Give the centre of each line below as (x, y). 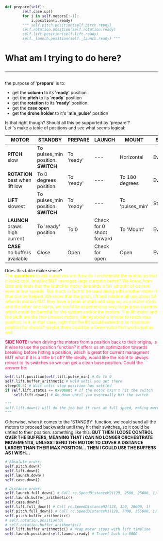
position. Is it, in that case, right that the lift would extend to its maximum (77, 322)
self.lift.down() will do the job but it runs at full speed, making (77, 408)
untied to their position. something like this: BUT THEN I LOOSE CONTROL (79, 432)
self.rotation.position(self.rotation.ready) (69, 30)
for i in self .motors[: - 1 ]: (51, 16)
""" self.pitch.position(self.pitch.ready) (67, 25)
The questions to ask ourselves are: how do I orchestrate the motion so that (81, 276)
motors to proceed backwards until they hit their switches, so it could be (77, 427)
